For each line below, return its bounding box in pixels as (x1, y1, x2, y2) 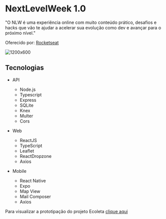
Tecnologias (5, 64, 44, 72)
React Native (19, 177, 46, 184)
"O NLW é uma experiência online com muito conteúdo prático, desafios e (5, 19, 157, 25)
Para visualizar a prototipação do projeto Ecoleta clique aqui (5, 208, 128, 214)
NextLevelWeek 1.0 (5, 3, 86, 14)
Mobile (12, 168, 27, 174)
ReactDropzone (19, 153, 52, 159)
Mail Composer (19, 193, 51, 199)
